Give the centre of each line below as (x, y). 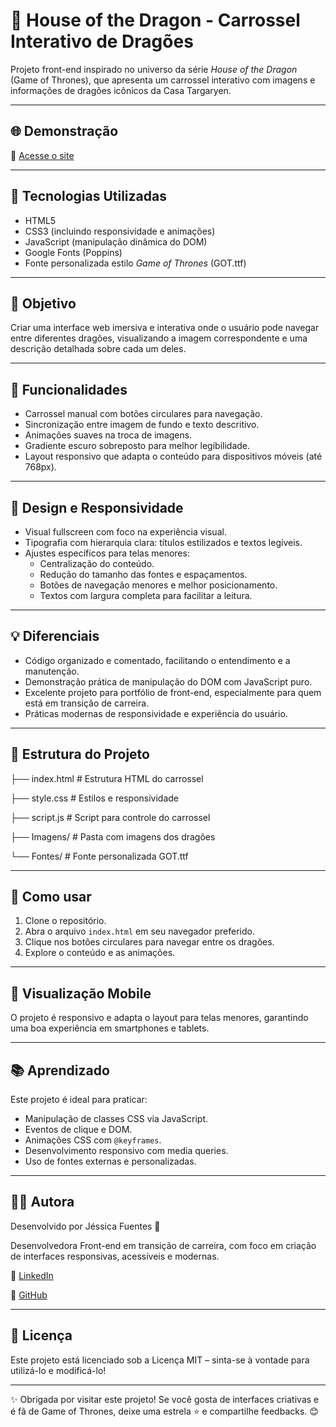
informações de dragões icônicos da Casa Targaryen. (121, 90)
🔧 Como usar (51, 897)
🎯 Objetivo (43, 303)
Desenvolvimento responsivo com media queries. (126, 1151)
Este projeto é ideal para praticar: (79, 1100)
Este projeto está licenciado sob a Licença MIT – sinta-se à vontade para (160, 1360)
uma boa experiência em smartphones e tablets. (110, 1028)
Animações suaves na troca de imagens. (108, 435)
